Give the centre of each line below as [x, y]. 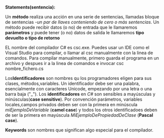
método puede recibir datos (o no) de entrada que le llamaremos [71, 27]
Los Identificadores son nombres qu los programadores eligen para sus [79, 78]
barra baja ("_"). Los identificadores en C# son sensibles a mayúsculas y [80, 94]
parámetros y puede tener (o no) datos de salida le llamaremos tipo [75, 33]
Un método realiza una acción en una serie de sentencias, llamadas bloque [82, 17]
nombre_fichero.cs [24, 69]
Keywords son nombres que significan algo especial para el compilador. [79, 130]
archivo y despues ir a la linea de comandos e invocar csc [65, 63]
